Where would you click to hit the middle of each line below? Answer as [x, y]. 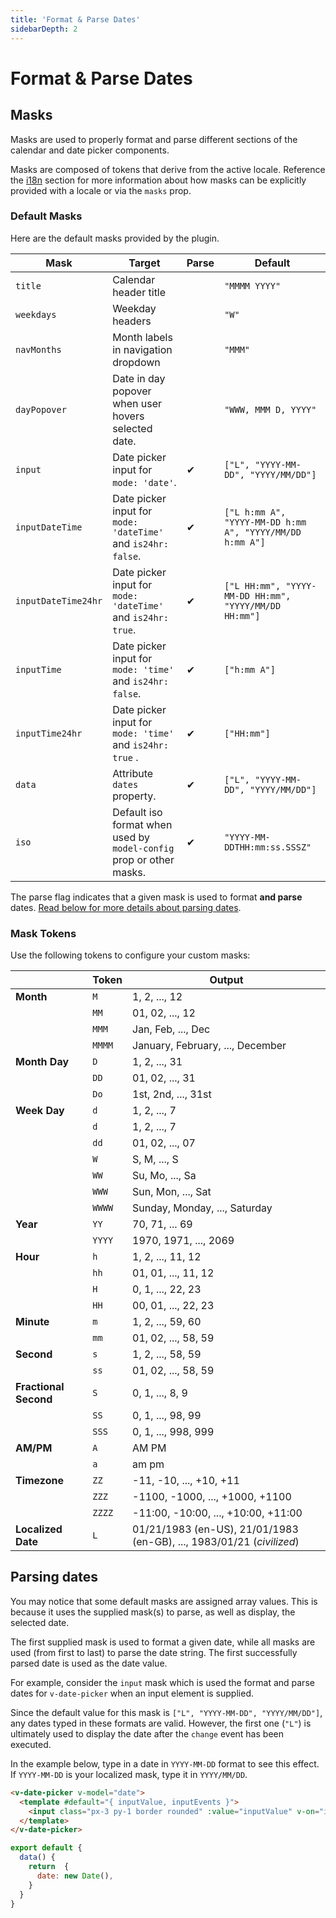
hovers [128, 416]
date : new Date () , [75, 1876]
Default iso [137, 812]
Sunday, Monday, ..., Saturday [202, 1208]
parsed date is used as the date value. [89, 1663]
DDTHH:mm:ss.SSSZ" [268, 847]
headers [132, 321]
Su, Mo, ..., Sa [164, 1176]
